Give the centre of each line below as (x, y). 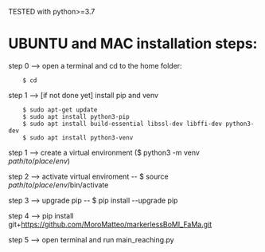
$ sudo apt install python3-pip (76, 116)
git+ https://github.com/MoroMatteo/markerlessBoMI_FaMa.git (110, 224)
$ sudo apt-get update (60, 110)
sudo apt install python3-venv (81, 138)
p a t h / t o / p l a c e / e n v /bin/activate (58, 185)
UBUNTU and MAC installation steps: (133, 44)
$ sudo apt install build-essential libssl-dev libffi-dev (123, 124)
